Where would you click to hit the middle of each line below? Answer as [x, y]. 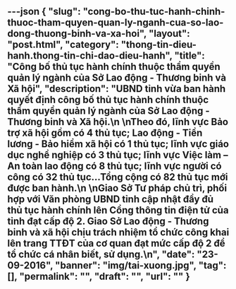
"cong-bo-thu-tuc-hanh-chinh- [154, 12]
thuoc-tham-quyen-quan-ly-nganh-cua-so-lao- [116, 23]
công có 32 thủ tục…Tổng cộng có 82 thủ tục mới [118, 177]
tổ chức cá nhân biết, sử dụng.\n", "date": [101, 255]
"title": [190, 56]
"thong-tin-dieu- [159, 45]
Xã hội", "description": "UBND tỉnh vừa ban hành [117, 89]
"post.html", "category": [63, 45]
